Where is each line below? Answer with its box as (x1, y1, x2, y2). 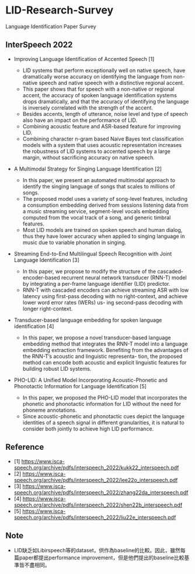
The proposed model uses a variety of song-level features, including (22, 195, 188, 202)
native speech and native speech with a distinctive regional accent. (22, 79, 184, 86)
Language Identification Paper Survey (5, 23, 97, 30)
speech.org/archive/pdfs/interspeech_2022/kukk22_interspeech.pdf (13, 464, 179, 471)
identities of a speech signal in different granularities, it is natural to (22, 419, 184, 426)
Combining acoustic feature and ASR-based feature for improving (22, 122, 181, 129)
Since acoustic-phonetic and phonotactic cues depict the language (22, 412, 185, 419)
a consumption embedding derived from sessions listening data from (22, 201, 189, 209)
